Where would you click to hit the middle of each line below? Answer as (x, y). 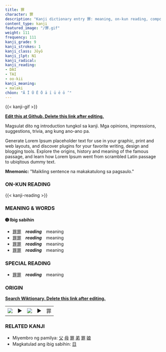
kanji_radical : (21, 60)
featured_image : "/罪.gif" (33, 28)
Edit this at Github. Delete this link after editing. (55, 117)
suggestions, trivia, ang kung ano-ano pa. (48, 131)
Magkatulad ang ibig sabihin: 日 (44, 344)
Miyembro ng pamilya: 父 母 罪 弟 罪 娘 (52, 338)
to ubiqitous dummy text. (30, 162)
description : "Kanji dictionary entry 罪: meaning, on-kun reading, (77, 19)
